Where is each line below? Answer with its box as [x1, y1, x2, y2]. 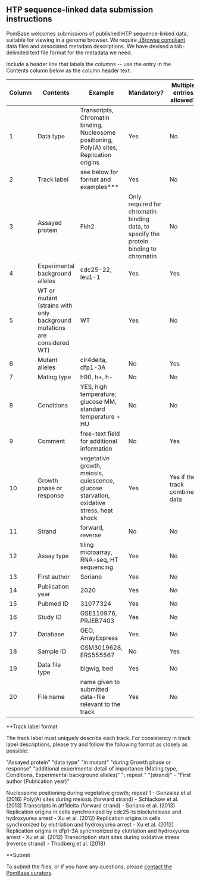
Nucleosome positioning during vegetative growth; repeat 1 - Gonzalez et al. [6, 789, 193, 796]
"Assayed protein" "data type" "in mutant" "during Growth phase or [6, 759, 171, 766]
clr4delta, [80, 355, 107, 364]
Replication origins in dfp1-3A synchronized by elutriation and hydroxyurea [6, 827, 189, 834]
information [80, 444, 112, 453]
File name [37, 692, 65, 701]
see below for [80, 168, 119, 176]
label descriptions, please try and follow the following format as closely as [6, 741, 188, 748]
